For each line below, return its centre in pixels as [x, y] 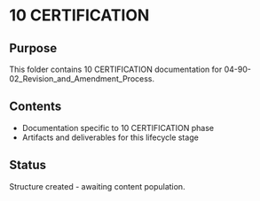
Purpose [33, 48]
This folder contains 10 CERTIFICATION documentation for [116, 69]
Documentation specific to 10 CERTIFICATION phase [118, 128]
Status [28, 165]
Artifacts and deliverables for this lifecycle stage [110, 137]
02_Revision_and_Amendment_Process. [82, 79]
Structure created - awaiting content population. [97, 186]
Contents [35, 107]
